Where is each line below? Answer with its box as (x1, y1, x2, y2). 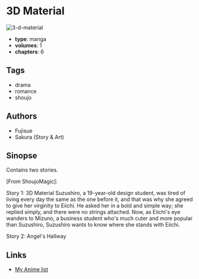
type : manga (14, 35, 46, 42)
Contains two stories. (6, 166, 58, 173)
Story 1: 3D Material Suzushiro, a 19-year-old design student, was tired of (6, 190, 186, 197)
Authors (6, 111, 37, 122)
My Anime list (14, 266, 49, 273)
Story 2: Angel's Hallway (6, 232, 67, 240)
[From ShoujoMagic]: (6, 178, 58, 185)
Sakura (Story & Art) (14, 133, 64, 141)
